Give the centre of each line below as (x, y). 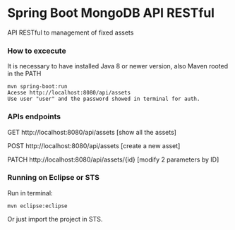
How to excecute (37, 51)
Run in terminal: (30, 193)
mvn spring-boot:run (38, 87)
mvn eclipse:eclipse (38, 206)
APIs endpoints (34, 116)
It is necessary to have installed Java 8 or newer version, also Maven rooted (118, 66)
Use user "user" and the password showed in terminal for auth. (104, 99)
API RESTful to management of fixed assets (71, 32)
